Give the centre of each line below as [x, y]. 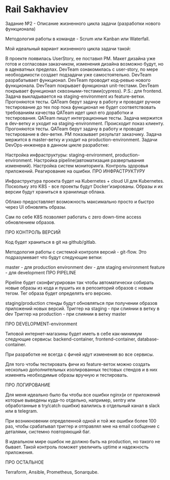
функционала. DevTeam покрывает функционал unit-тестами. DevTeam [82, 86]
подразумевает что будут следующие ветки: [54, 257]
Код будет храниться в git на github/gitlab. [51, 242]
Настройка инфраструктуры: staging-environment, [60, 155]
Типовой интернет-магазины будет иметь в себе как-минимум [74, 333]
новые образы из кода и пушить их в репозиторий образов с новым [79, 288]
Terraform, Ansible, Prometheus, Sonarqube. [52, 472]
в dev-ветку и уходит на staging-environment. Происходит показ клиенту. [85, 123]
